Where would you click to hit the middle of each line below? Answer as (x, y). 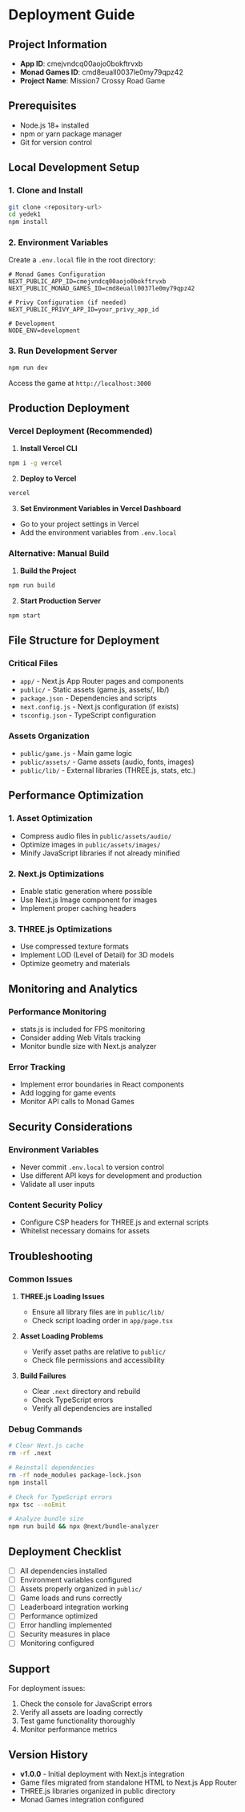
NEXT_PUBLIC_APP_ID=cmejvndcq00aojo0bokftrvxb (87, 282)
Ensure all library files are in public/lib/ (98, 1312)
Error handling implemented (66, 1625)
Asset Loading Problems (62, 1336)
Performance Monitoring (57, 1011)
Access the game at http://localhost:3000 (80, 383)
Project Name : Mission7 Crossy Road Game (92, 81)
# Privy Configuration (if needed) (68, 303)
